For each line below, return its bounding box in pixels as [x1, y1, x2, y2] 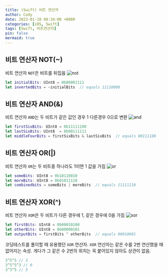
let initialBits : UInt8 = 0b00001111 [5, 80, 85, 85]
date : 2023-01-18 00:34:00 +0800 [5, 17, 75, 22]
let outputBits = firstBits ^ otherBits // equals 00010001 [5, 232, 136, 237]
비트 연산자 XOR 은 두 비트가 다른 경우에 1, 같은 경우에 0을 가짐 [5, 212, 125, 218]
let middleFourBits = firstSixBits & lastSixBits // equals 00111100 [5, 134, 156, 139]
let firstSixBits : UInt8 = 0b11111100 [5, 124, 87, 129]
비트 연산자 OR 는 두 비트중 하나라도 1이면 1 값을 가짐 [5, 163, 106, 169]
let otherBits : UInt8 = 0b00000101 [5, 227, 80, 232]
